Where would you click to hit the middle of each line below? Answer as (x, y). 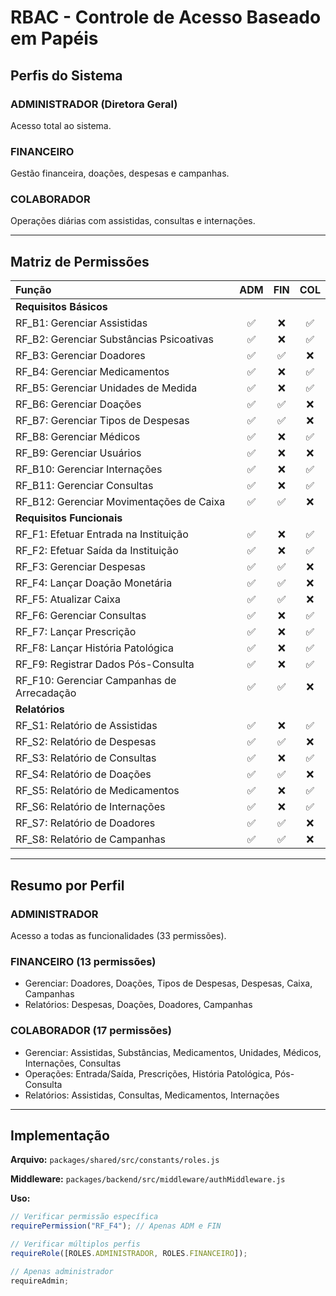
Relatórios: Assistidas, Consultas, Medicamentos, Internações (152, 1095)
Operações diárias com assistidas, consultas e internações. (133, 221)
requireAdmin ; (40, 1281)
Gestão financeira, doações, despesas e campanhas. (120, 173)
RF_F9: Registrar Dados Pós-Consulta (105, 664)
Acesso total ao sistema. (61, 125)
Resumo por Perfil (67, 885)
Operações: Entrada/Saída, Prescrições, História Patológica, (148, 1073)
